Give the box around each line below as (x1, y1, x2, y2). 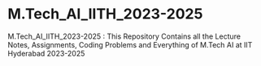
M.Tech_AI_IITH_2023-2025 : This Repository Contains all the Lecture (7, 31, 241, 41)
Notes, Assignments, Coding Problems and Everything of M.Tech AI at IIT (7, 39, 253, 49)
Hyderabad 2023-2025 (7, 48, 85, 58)
